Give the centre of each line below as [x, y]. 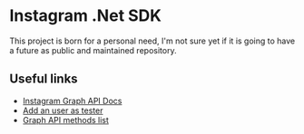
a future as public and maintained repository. [93, 50]
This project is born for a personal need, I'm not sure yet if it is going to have [152, 41]
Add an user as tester [63, 110]
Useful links [44, 79]
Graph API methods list [65, 120]
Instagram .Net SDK [85, 16]
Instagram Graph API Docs [72, 100]
